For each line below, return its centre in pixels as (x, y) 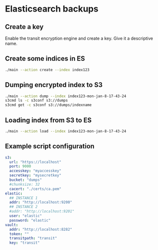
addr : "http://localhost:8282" (41, 229)
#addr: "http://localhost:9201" (42, 211)
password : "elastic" (30, 220)
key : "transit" (25, 243)
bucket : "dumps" (26, 180)
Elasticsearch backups (52, 9)
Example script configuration (50, 146)
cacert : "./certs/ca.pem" (36, 189)
